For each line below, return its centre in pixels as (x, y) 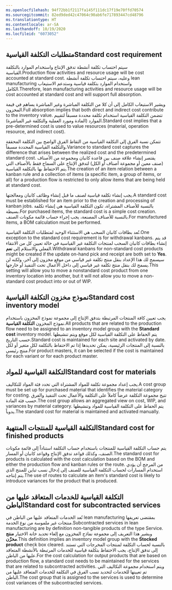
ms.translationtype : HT (31, 19)
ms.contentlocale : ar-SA (32, 24)
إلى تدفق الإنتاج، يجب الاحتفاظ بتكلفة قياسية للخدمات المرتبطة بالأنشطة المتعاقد (82, 550)
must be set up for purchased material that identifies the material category (84, 390)
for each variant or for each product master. (52, 356)
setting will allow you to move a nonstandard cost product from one (77, 270)
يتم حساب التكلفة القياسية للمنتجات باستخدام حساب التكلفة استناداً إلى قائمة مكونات (86, 448)
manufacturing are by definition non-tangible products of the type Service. (84, 528)
